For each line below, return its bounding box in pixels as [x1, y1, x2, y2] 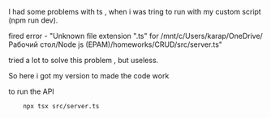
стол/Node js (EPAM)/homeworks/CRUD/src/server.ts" [39, 40, 223, 49]
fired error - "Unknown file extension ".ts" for [8, 32, 160, 40]
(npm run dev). [8, 15, 58, 25]
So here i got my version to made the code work [8, 71, 170, 80]
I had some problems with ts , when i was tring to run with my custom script [8, 7, 261, 16]
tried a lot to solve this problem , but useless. [8, 56, 159, 65]
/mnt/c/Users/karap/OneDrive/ [161, 32, 264, 40]
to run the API [8, 86, 54, 96]
